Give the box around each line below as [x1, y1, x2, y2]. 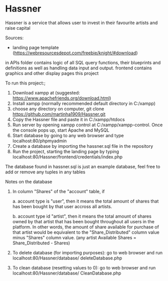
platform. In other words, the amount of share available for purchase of [12, 224, 159, 230]
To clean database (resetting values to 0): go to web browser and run [12, 264, 156, 270]
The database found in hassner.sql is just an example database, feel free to [5, 163, 160, 169]
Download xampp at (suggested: [12, 89, 80, 96]
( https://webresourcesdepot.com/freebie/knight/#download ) [12, 50, 138, 56]
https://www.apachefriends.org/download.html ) [12, 95, 111, 101]
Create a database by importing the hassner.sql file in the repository [12, 143, 153, 149]
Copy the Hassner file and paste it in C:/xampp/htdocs [12, 116, 125, 122]
